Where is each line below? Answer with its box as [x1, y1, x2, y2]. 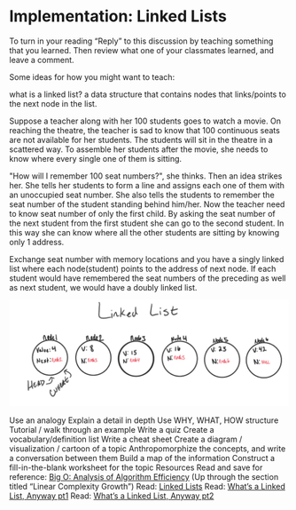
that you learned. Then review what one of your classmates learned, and [9, 44, 275, 55]
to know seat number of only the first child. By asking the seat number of [9, 208, 277, 219]
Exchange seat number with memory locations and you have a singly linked [9, 253, 284, 264]
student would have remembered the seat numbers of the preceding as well [9, 273, 286, 283]
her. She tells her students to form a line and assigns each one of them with [9, 179, 285, 190]
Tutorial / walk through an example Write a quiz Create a [9, 424, 214, 434]
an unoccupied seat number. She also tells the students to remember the [9, 189, 275, 200]
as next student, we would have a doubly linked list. [9, 282, 198, 292]
